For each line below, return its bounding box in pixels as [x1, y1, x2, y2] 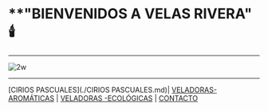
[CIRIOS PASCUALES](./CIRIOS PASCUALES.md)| [8, 85, 170, 94]
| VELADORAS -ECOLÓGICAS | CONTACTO [55, 93, 198, 103]
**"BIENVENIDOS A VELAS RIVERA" [8, 5, 253, 23]
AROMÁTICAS [8, 93, 54, 103]
